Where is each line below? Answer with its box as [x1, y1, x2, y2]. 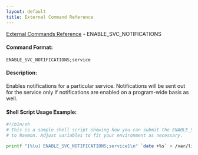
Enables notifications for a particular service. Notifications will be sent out [6, 82, 186, 89]
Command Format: [6, 44, 53, 51]
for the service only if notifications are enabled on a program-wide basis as [6, 88, 189, 95]
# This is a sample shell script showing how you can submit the [6, 127, 170, 133]
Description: [6, 69, 37, 77]
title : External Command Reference [6, 14, 94, 20]
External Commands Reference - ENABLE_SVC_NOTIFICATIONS [6, 30, 162, 37]
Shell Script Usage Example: [6, 108, 77, 116]
